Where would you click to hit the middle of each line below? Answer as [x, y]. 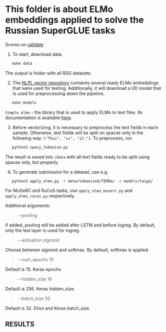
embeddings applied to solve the [74, 20]
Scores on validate [24, 44]
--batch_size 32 [34, 299]
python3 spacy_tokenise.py [40, 147]
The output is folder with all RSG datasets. [48, 73]
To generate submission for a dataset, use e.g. [60, 172]
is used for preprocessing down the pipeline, [58, 93]
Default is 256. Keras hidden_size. [40, 289]
